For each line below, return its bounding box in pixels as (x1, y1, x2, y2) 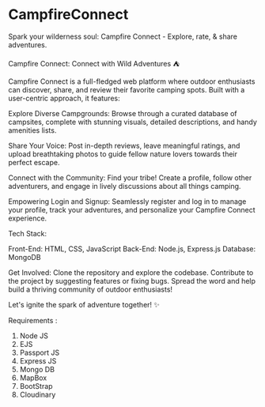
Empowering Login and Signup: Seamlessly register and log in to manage (8, 196, 247, 206)
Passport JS (19, 348, 60, 357)
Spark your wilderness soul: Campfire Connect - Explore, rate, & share (8, 32, 238, 41)
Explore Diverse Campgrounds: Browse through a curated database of (8, 108, 237, 118)
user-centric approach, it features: (8, 93, 120, 103)
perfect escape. (8, 157, 60, 167)
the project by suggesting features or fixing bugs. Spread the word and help (8, 276, 256, 285)
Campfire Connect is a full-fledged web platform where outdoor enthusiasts (8, 77, 256, 86)
